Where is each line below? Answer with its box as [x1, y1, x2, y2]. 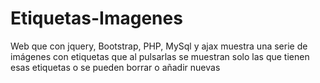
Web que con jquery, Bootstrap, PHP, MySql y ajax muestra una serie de [10, 40, 308, 52]
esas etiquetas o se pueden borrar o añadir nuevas [10, 61, 221, 73]
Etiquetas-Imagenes [10, 7, 183, 30]
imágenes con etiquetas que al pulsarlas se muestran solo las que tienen [10, 50, 310, 62]
